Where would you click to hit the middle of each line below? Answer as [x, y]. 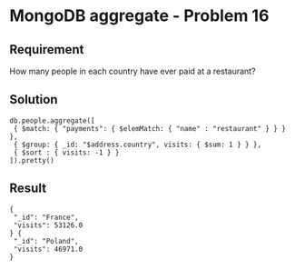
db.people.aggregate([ [52, 120]
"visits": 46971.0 [48, 249]
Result [28, 189]
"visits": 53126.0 [48, 225]
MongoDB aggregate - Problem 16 [139, 16]
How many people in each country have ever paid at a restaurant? [133, 71]
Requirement [47, 50]
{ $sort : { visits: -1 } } [66, 152]
